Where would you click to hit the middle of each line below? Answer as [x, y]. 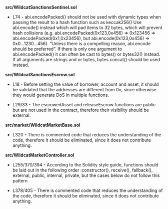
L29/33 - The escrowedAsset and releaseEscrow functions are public [84, 104]
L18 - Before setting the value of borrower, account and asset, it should [85, 84]
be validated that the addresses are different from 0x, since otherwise [84, 89]
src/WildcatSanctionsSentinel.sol [41, 7]
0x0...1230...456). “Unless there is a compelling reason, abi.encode [81, 44]
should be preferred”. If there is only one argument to [67, 49]
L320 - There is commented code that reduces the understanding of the [87, 135]
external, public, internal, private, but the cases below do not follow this [86, 175]
